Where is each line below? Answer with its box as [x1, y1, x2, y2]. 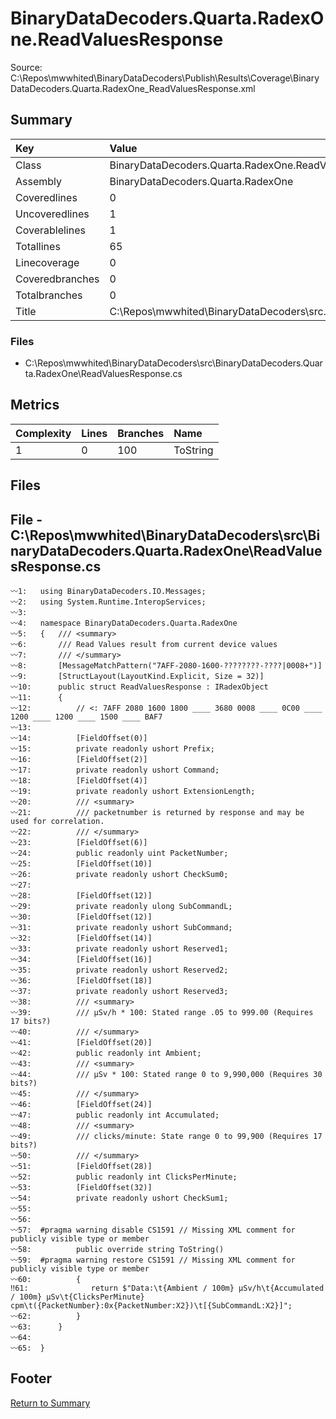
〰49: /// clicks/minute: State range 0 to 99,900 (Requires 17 [10, 1132, 323, 1142]
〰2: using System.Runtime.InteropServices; [10, 597, 207, 607]
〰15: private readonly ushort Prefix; [10, 744, 215, 754]
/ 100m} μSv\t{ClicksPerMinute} [10, 1292, 145, 1302]
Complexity [15, 426, 72, 440]
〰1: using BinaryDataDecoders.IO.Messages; [10, 587, 207, 597]
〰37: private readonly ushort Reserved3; [10, 987, 229, 997]
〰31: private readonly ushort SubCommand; [10, 923, 233, 933]
